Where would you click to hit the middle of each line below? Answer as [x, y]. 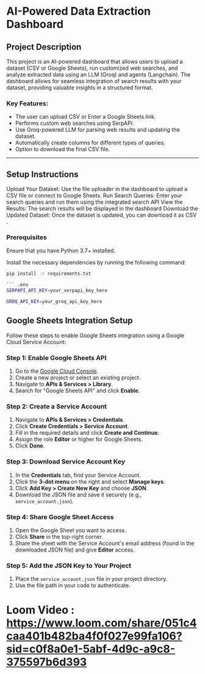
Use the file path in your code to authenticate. [73, 585]
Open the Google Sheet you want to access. [70, 530]
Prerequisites [27, 238]
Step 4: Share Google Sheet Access [60, 517]
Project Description [44, 47]
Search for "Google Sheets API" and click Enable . [77, 391]
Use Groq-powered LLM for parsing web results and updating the [97, 130]
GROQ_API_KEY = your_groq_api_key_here [54, 302]
